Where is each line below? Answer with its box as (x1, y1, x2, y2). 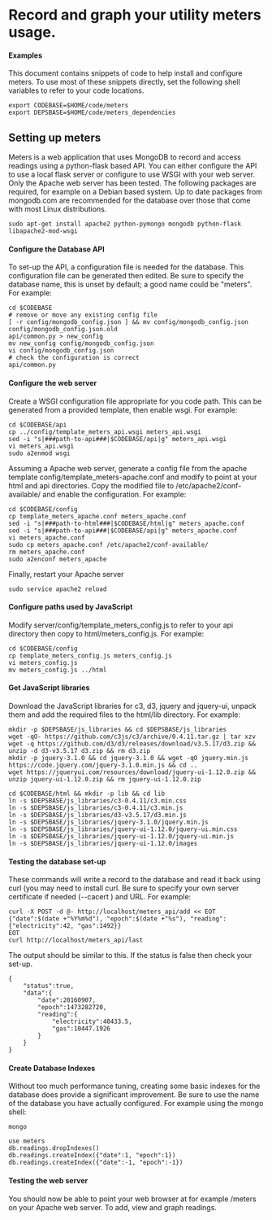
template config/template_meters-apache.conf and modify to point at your (8, 472, 257, 482)
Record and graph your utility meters (8, 6, 261, 24)
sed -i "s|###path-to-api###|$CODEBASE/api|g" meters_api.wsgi (8, 435, 227, 443)
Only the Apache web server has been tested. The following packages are (8, 178, 257, 188)
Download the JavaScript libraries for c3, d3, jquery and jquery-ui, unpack (8, 702, 257, 711)
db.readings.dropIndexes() (8, 1144, 100, 1152)
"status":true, (23, 982, 75, 990)
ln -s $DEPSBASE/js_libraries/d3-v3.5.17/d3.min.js (8, 811, 187, 820)
